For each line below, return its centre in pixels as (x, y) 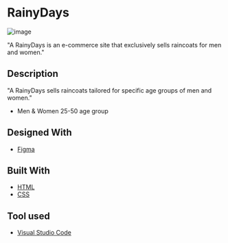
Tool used (28, 216)
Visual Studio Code (44, 233)
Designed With (39, 133)
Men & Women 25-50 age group (62, 111)
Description (33, 74)
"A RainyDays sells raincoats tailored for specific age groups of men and (110, 90)
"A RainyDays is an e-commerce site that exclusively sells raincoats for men (114, 45)
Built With (28, 171)
